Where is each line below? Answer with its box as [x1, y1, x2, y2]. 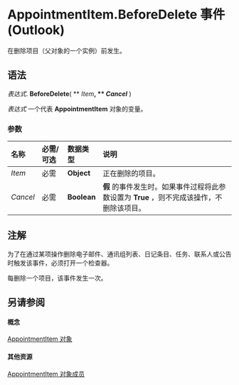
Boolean [67, 192, 96, 202]
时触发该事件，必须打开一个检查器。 [7, 259, 114, 267]
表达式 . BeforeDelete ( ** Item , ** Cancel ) [7, 90, 132, 98]
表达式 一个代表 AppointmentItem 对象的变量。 [7, 104, 147, 113]
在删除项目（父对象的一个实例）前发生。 [7, 46, 126, 55]
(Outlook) [7, 22, 65, 38]
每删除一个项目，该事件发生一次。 [7, 273, 107, 282]
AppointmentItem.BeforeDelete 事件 [7, 6, 225, 23]
